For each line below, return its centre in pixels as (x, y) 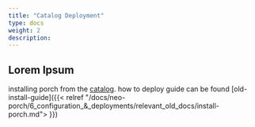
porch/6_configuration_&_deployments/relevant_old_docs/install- (114, 106)
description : (30, 38)
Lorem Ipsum (41, 69)
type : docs (26, 23)
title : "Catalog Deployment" (56, 15)
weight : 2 (25, 30)
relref (75, 98)
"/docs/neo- (105, 98)
